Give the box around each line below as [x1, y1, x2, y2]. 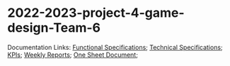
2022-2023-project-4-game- [7, 5, 185, 21]
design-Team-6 [7, 20, 101, 36]
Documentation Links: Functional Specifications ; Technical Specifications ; [7, 43, 223, 51]
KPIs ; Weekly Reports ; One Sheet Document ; [7, 51, 138, 59]
